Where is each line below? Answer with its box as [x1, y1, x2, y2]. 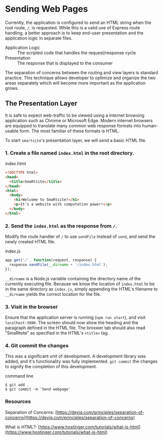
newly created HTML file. [5, 239, 56, 245]
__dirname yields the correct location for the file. [5, 291, 101, 297]
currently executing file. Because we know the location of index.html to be [5, 281, 155, 287]
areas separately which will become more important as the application [5, 80, 146, 86]
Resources [5, 398, 31, 405]
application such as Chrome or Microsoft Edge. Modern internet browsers [5, 117, 153, 123]
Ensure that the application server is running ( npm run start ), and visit [5, 314, 146, 320]
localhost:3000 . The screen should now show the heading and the [5, 320, 139, 326]
